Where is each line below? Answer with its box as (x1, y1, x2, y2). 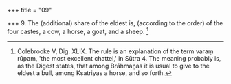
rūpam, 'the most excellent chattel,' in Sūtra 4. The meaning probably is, (16, 54, 221, 62)
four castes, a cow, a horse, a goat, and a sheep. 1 (7, 27, 149, 36)
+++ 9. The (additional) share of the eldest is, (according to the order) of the (7, 19, 223, 27)
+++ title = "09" (7, 6, 52, 14)
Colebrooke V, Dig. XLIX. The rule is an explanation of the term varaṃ (16, 47, 214, 55)
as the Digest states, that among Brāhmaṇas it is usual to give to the (16, 61, 210, 70)
